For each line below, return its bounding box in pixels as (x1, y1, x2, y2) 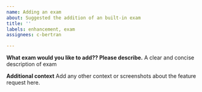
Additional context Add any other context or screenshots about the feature (6, 72, 196, 80)
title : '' (6, 20, 32, 26)
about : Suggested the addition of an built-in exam (6, 15, 141, 21)
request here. (6, 79, 40, 86)
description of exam (6, 61, 57, 68)
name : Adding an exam (6, 9, 62, 15)
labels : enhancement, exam (6, 26, 75, 33)
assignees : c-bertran (6, 32, 62, 38)
